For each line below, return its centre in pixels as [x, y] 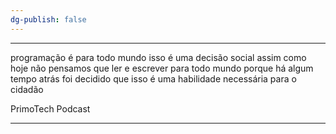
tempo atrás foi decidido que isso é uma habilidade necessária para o [153, 78]
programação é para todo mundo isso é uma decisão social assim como [158, 57]
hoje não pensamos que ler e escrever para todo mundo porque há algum [162, 68]
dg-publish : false [48, 19]
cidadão [27, 89]
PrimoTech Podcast [50, 108]
